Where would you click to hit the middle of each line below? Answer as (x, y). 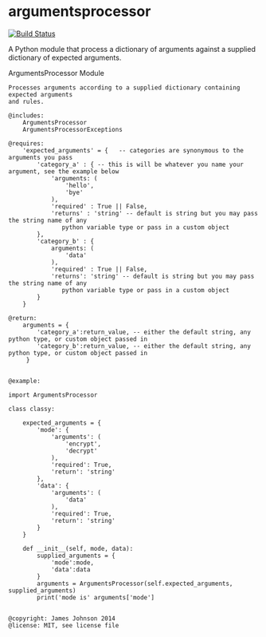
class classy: (32, 409)
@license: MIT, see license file (64, 625)
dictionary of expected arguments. (65, 57)
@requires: (26, 143)
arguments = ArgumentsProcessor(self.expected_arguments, (135, 584)
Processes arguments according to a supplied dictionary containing (124, 87)
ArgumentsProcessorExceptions (73, 129)
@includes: (26, 115)
